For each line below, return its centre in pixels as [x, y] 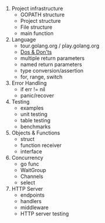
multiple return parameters [52, 58]
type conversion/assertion [52, 71]
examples [32, 108]
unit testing [34, 114]
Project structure [41, 21]
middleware [34, 207]
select [28, 183]
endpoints [32, 195]
